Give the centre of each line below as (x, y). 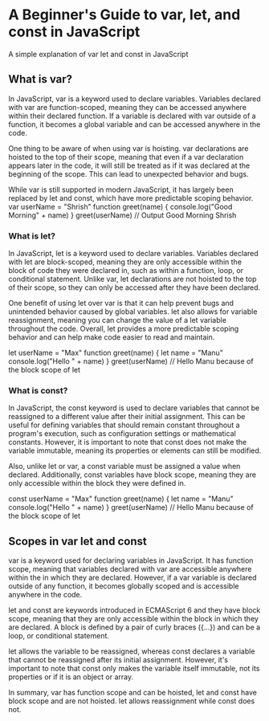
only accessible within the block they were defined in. (97, 483)
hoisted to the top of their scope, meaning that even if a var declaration (126, 157)
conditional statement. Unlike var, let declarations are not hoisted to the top (132, 279)
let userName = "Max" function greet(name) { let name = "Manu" (116, 353)
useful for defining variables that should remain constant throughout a (124, 425)
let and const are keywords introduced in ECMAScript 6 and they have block (134, 610)
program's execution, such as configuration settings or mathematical (122, 434)
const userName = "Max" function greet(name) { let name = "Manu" (121, 499)
